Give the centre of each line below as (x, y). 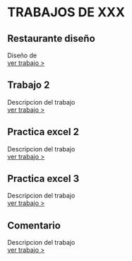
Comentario (34, 225)
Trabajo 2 (29, 85)
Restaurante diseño (51, 39)
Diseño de (22, 55)
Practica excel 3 (43, 179)
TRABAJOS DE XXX (66, 12)
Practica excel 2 (43, 132)
